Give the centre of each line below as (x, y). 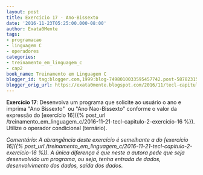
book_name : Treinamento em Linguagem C (56, 74)
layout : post (23, 12)
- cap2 (14, 68)
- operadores (23, 51)
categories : (21, 57)
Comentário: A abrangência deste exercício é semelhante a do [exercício (97, 140)
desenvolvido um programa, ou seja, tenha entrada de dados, (84, 159)
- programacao (24, 40)
